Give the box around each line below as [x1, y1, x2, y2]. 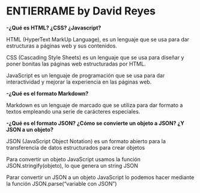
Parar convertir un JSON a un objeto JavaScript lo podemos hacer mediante [6, 173, 195, 181]
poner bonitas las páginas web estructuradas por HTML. [6, 60, 146, 67]
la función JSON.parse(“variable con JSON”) [6, 180, 117, 187]
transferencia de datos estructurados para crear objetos [6, 144, 145, 151]
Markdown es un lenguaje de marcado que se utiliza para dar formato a [6, 101, 183, 109]
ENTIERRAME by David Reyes [6, 4, 156, 18]
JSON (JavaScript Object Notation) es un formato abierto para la [6, 137, 166, 145]
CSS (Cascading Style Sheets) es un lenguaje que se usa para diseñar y [6, 54, 184, 61]
